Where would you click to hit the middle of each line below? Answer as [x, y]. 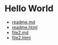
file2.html [21, 38]
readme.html [25, 27]
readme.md [23, 22]
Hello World [29, 9]
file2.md [20, 32]
